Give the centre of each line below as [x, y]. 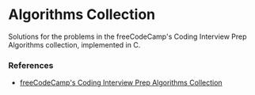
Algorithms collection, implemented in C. [74, 44]
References [31, 65]
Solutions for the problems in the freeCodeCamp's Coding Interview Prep [127, 36]
